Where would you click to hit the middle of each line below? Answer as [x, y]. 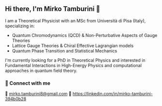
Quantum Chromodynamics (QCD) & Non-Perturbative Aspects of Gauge [85, 35]
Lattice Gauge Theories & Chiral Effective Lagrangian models [73, 45]
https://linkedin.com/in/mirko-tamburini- [113, 94]
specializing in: [20, 26]
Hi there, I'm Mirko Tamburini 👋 [53, 9]
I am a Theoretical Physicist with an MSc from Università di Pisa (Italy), [75, 20]
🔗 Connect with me [28, 83]
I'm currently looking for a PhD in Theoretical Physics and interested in [75, 60]
